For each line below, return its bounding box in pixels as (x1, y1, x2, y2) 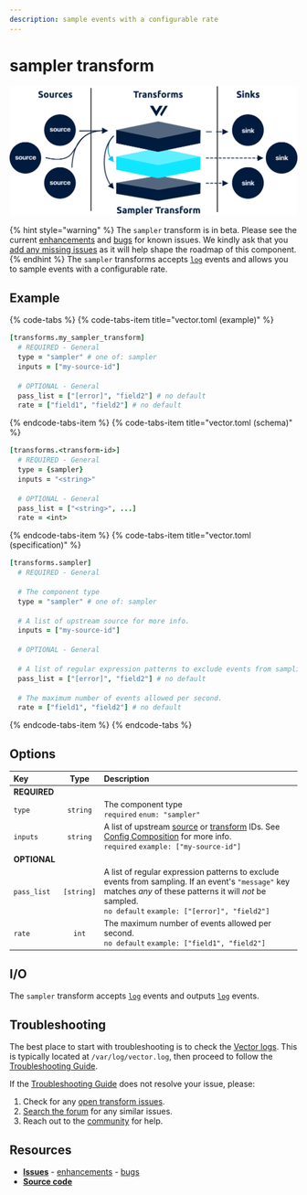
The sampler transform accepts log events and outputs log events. (9, 990, 259, 1001)
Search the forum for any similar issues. (22, 1106, 174, 1117)
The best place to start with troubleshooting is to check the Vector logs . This (9, 1041, 298, 1052)
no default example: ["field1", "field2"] (103, 939, 267, 948)
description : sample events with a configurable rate (9, 15, 219, 24)
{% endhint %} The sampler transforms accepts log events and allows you (9, 254, 289, 265)
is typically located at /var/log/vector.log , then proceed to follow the (9, 1051, 273, 1062)
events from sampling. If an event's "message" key (103, 876, 291, 887)
